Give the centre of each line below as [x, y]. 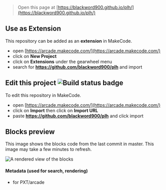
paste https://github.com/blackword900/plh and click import [78, 116]
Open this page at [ [38, 7]
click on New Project [35, 56]
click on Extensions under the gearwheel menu [62, 61]
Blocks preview [30, 132]
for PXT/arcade [28, 182]
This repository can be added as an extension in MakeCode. [69, 41]
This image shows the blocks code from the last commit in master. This [80, 144]
